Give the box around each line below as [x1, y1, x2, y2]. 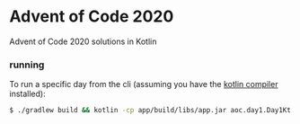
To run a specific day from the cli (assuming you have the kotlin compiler [9, 79, 278, 90]
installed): [9, 88, 47, 100]
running [9, 58, 45, 71]
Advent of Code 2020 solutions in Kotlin [9, 36, 157, 47]
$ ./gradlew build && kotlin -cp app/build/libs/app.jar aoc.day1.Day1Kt [9, 106, 292, 115]
